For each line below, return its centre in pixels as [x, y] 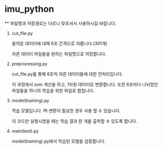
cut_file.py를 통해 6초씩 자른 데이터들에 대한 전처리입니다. [67, 74]
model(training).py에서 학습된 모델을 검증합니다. [58, 141]
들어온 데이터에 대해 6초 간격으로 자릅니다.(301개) [59, 43]
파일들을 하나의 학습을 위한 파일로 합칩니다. [53, 90]
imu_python [29, 9]
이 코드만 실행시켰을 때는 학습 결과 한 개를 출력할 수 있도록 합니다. [74, 121]
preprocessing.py [29, 64]
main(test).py [25, 131]
